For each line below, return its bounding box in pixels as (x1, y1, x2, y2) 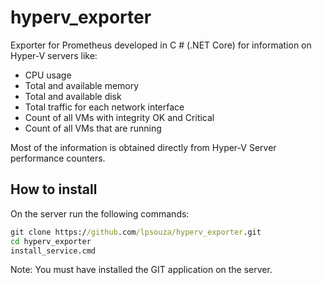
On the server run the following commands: (10, 207, 190, 220)
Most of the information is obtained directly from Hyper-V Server (10, 141, 277, 153)
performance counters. (10, 152, 106, 164)
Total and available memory (24, 79, 140, 91)
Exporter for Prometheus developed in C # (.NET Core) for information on (10, 39, 312, 51)
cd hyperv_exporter (10, 236, 92, 246)
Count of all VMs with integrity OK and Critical (24, 111, 215, 123)
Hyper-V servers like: (10, 49, 98, 61)
